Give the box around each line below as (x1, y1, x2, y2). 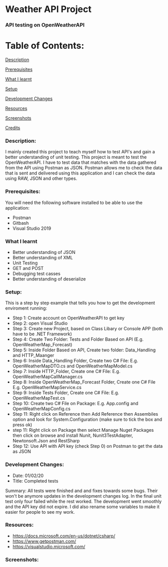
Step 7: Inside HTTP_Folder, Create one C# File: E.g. (12, 368, 121, 374)
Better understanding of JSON (12, 249, 75, 255)
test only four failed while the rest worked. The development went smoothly (5, 498, 162, 504)
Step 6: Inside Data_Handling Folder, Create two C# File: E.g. (12, 358, 138, 364)
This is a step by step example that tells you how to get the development (5, 300, 155, 306)
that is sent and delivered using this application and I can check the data (5, 170, 155, 176)
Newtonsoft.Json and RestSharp (12, 438, 80, 444)
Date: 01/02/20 (12, 472, 44, 479)
